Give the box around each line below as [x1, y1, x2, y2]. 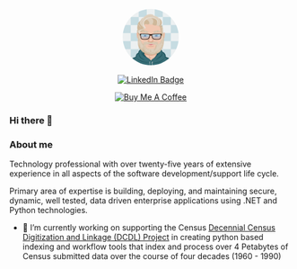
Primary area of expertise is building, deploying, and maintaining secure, [9, 185, 277, 197]
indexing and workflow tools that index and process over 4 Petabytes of [22, 241, 289, 252]
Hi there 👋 [9, 113, 54, 126]
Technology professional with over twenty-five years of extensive [9, 158, 252, 170]
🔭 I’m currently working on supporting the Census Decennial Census [22, 222, 276, 233]
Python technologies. [9, 205, 88, 216]
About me [9, 138, 54, 150]
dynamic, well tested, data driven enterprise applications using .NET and [9, 195, 278, 206]
